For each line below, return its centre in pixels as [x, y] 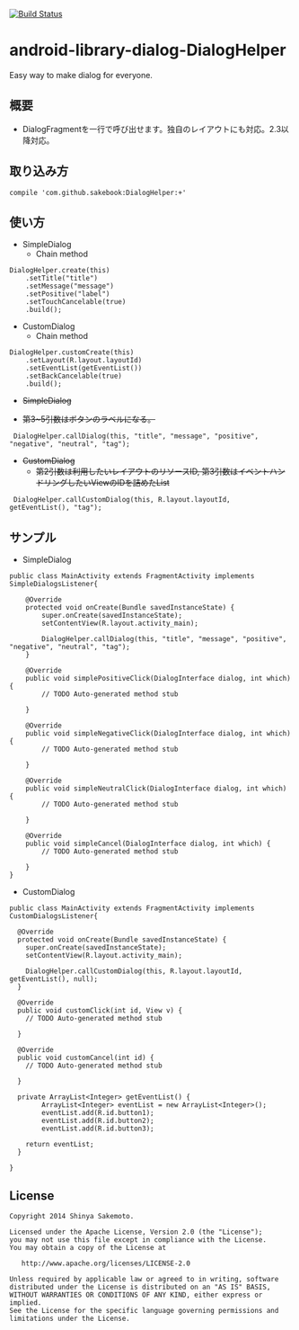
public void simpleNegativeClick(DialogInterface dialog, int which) [158, 734]
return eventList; [60, 1145]
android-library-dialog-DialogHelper [148, 50]
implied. [26, 1303]
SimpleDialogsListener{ [54, 585]
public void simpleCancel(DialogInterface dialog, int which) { [148, 844]
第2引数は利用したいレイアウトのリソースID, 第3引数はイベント [153, 471]
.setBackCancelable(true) [74, 376]
